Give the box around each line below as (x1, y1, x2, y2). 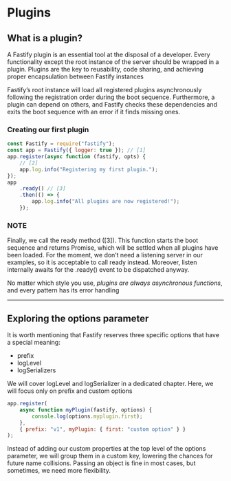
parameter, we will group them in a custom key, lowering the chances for (7, 452, 213, 460)
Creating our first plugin (7, 125, 89, 134)
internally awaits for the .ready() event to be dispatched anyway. (7, 266, 190, 274)
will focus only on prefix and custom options (7, 387, 133, 395)
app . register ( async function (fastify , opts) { (7, 153, 146, 160)
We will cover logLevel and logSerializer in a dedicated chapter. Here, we (7, 380, 214, 388)
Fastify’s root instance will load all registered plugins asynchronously (7, 86, 202, 94)
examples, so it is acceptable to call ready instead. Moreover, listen (7, 258, 197, 266)
